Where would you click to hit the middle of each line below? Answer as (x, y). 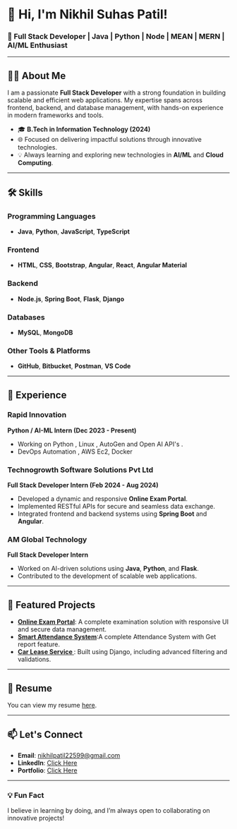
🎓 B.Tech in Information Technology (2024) (84, 129)
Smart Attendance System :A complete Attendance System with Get (117, 637)
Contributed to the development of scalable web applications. (107, 576)
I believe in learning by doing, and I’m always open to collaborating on (109, 811)
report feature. (38, 644)
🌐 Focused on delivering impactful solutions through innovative (110, 140)
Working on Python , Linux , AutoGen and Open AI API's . (100, 444)
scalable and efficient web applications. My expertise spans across (105, 100)
